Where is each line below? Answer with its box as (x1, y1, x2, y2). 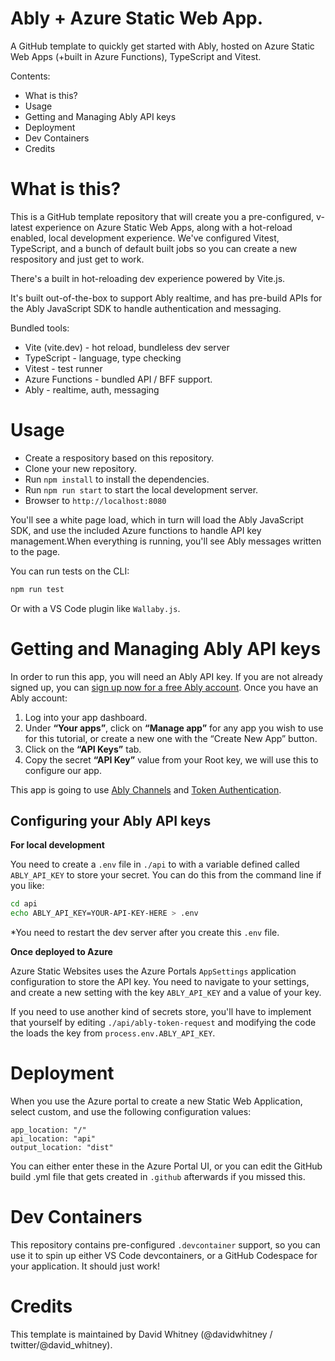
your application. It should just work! (10, 1260, 160, 1272)
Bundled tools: (10, 322, 70, 334)
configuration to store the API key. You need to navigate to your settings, (10, 976, 310, 988)
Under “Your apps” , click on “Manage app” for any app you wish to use (24, 722, 324, 734)
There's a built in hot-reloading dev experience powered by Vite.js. (10, 272, 286, 284)
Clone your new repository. (24, 462, 137, 474)
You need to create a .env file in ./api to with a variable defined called (10, 858, 300, 871)
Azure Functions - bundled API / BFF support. (24, 373, 213, 385)
